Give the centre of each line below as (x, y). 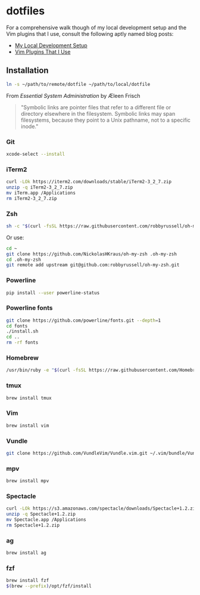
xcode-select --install (36, 154)
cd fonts (17, 326)
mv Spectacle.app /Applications (46, 520)
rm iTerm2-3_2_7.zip (32, 198)
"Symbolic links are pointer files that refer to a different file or (96, 107)
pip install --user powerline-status (53, 293)
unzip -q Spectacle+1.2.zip (41, 514)
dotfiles (26, 11)
